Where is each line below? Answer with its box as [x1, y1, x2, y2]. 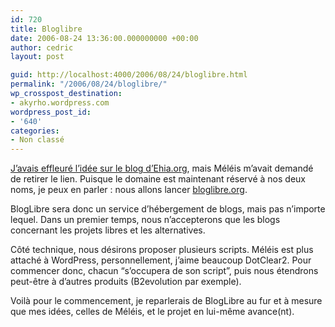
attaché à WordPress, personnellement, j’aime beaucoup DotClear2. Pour [10, 254, 312, 266]
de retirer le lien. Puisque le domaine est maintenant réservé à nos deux [10, 173, 306, 185]
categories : [10, 126, 60, 136]
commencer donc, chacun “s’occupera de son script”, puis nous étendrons [10, 265, 319, 277]
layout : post [10, 52, 65, 62]
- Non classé [10, 135, 65, 145]
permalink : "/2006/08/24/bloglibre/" [10, 79, 168, 90]
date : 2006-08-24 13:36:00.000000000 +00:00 [10, 33, 199, 43]
